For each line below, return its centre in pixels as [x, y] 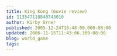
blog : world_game [27, 38]
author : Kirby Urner [31, 22]
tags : [13, 44]
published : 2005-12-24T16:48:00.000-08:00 [58, 28]
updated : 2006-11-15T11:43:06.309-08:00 [56, 33]
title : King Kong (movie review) [47, 11]
